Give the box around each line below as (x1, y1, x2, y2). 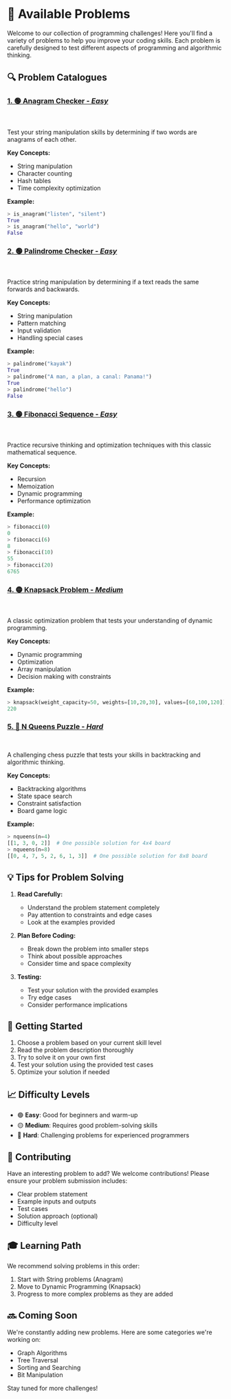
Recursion (16, 474, 46, 483)
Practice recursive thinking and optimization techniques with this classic (7, 441, 212, 449)
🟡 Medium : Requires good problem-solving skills (16, 1122, 158, 1130)
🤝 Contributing (7, 1151, 71, 1163)
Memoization (16, 482, 54, 490)
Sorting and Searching (16, 1363, 81, 1371)
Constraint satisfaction (16, 799, 82, 808)
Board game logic (16, 807, 67, 815)
